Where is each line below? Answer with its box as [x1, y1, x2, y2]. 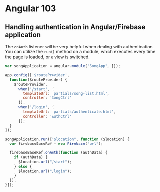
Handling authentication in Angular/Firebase [5, 23, 146, 31]
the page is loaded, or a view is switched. [5, 54, 90, 60]
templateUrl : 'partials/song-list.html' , [23, 91, 110, 96]
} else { [14, 164, 32, 169]
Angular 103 [5, 3, 56, 14]
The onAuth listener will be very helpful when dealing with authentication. [5, 44, 154, 49]
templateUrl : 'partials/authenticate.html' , [23, 109, 116, 114]
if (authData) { [14, 154, 48, 160]
